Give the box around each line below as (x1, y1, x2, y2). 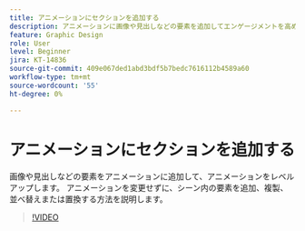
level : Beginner (9, 47, 71, 56)
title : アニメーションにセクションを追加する (9, 13, 160, 23)
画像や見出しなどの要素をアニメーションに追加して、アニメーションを (9, 171, 271, 182)
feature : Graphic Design (9, 30, 103, 39)
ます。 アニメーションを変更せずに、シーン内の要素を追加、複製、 (40, 183, 289, 194)
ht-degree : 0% (9, 89, 64, 98)
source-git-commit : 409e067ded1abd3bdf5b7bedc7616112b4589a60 (9, 65, 250, 74)
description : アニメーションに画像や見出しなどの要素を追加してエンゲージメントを (9, 22, 285, 31)
